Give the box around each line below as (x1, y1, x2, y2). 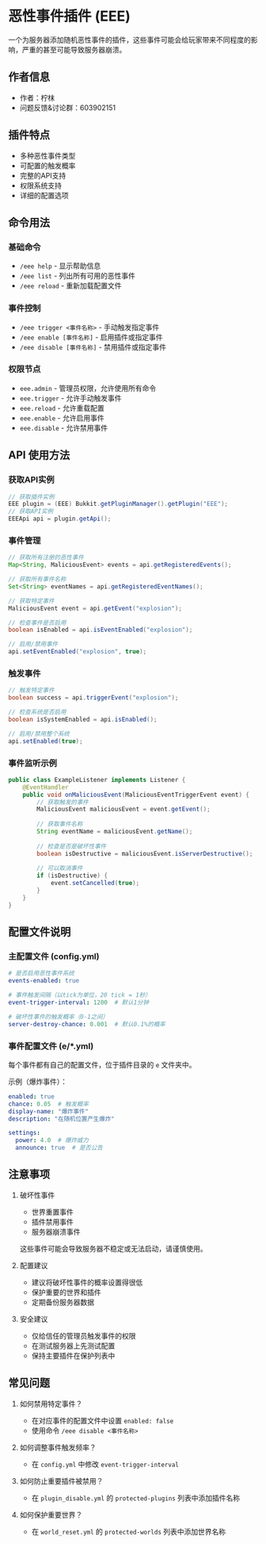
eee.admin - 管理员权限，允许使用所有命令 (19, 383, 157, 393)
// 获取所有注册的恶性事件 (8, 554, 85, 561)
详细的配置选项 (19, 190, 69, 200)
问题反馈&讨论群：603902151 (19, 102, 116, 112)
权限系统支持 (19, 180, 62, 190)
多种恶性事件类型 (19, 151, 76, 160)
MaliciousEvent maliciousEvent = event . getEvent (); (36, 806, 211, 814)
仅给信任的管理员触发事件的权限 (31, 1331, 136, 1340)
